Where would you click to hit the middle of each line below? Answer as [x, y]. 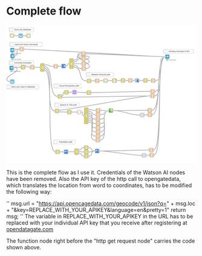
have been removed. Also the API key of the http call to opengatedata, [94, 179]
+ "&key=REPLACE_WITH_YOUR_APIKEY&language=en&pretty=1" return [96, 210]
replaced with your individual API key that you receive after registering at [97, 223]
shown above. [24, 248]
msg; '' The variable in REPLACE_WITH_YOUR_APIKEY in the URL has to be [100, 217]
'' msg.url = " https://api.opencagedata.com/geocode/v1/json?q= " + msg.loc [101, 203]
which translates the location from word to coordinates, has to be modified [99, 185]
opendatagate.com [30, 229]
